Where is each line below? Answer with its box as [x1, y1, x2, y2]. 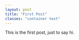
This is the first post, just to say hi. [5, 30, 75, 36]
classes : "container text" [5, 16, 60, 21]
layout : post [5, 7, 32, 12]
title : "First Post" [5, 12, 48, 17]
